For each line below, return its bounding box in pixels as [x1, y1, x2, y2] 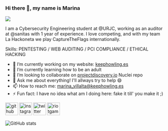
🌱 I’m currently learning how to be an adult [12, 67, 102, 73]
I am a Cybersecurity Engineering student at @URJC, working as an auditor [5, 25, 163, 32]
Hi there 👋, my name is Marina [5, 5, 80, 12]
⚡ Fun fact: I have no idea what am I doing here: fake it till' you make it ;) [12, 91, 163, 97]
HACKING [5, 52, 26, 58]
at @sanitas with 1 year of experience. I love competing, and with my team [5, 31, 161, 37]
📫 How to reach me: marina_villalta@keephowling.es [12, 83, 124, 89]
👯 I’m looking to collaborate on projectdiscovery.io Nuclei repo [12, 72, 143, 78]
